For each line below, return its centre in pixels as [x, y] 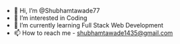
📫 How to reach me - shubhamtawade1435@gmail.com [93, 33]
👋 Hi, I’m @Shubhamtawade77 [57, 11]
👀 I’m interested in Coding [50, 18]
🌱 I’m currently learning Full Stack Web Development [88, 25]
